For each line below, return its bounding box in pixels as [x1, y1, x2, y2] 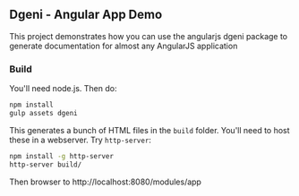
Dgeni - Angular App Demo [9, 7, 163, 22]
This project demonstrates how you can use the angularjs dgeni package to [9, 30, 288, 41]
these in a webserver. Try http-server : [9, 134, 152, 145]
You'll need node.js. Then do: [9, 83, 117, 94]
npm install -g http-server [9, 151, 115, 160]
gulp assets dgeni [9, 108, 78, 117]
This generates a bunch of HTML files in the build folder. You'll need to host [9, 124, 290, 135]
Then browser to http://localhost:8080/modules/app [9, 176, 201, 187]
